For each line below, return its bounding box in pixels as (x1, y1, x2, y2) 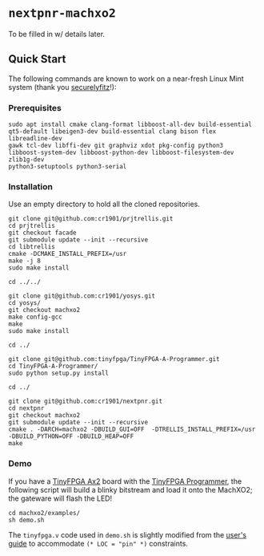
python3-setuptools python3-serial (8, 163, 127, 171)
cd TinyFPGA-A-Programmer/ (8, 363, 98, 371)
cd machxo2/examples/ (8, 509, 81, 517)
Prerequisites (8, 102, 62, 113)
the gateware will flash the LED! (8, 493, 113, 503)
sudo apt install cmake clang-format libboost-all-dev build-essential (8, 120, 252, 129)
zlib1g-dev (8, 156, 45, 164)
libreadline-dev (8, 135, 62, 143)
